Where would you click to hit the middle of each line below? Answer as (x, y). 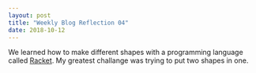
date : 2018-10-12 (37, 30)
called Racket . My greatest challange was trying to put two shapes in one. (128, 60)
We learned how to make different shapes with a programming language (126, 53)
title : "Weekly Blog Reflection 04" (68, 23)
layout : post (30, 15)
